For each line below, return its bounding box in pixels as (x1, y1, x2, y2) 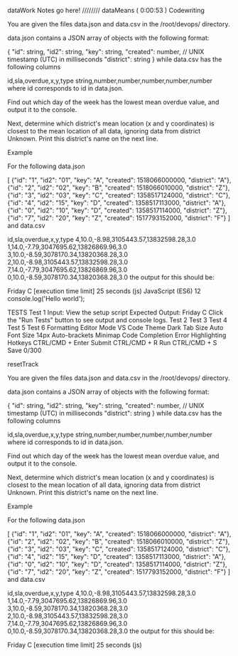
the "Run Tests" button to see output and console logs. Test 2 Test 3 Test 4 (7, 316, 227, 324)
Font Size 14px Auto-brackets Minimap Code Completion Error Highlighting (7, 331, 227, 339)
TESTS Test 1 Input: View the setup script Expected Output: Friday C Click (7, 308, 224, 317)
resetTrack (7, 360, 39, 368)
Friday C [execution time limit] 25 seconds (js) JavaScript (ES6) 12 (7, 287, 201, 295)
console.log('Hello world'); (7, 294, 85, 302)
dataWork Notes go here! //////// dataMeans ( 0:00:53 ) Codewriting (7, 6, 205, 14)
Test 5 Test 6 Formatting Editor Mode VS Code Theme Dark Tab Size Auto (7, 324, 224, 332)
